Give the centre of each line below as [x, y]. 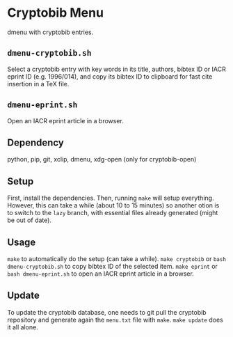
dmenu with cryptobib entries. [50, 32]
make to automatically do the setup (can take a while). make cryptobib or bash [116, 259]
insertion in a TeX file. [38, 84]
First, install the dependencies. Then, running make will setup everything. [111, 198]
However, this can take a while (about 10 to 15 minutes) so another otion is [113, 205]
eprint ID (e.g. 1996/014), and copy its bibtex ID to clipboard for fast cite [110, 76]
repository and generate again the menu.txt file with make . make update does [115, 320]
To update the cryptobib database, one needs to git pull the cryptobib [107, 312]
